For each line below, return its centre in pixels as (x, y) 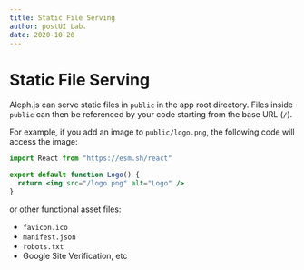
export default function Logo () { (75, 175)
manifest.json (49, 237)
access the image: (44, 142)
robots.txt (43, 246)
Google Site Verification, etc (75, 255)
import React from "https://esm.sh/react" (91, 159)
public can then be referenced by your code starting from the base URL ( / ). (151, 115)
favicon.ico (45, 227)
